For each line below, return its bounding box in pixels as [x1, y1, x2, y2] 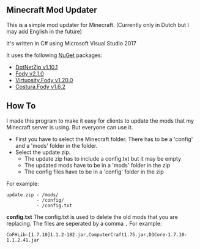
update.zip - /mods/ [6, 191, 59, 198]
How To [6, 101, 36, 111]
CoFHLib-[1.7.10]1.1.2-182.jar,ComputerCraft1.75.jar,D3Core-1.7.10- [6, 231, 188, 238]
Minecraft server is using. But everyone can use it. [6, 123, 133, 131]
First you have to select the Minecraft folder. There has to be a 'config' [15, 135, 193, 143]
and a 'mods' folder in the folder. [15, 142, 98, 149]
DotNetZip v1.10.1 [15, 63, 58, 71]
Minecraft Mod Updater [6, 5, 98, 15]
